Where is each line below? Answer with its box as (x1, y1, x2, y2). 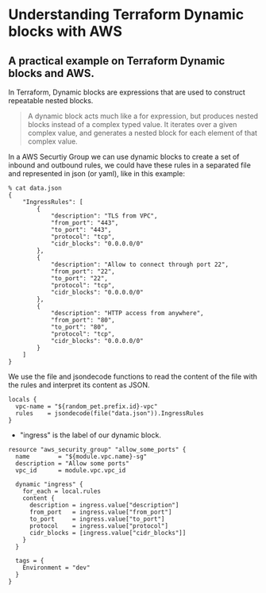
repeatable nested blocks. (8, 96, 94, 105)
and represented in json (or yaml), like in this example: (8, 169, 185, 178)
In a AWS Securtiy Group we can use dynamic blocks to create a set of (8, 152, 240, 161)
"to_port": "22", (50, 275, 109, 283)
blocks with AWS (8, 22, 123, 40)
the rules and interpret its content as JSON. (8, 380, 150, 390)
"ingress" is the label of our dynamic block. (19, 430, 161, 440)
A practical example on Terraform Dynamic (8, 54, 226, 67)
